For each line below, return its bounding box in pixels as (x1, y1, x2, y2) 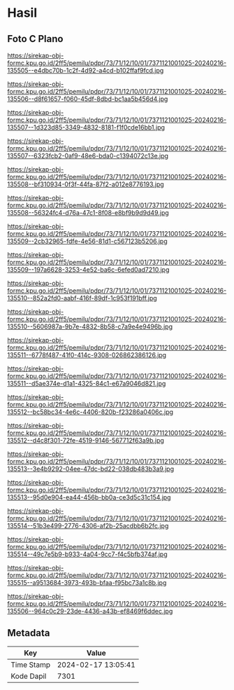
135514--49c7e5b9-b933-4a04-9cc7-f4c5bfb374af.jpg (7, 550, 168, 558)
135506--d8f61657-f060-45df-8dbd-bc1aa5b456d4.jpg (7, 95, 168, 103)
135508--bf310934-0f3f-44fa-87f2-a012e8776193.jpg (7, 180, 164, 188)
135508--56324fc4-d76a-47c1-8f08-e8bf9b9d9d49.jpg (7, 209, 169, 216)
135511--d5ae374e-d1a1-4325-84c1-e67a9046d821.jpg (7, 380, 166, 387)
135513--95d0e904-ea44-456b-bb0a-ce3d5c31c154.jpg (7, 493, 171, 502)
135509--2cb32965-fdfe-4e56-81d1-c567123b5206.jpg (7, 237, 168, 245)
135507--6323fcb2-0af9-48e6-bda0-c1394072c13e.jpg (7, 152, 169, 160)
